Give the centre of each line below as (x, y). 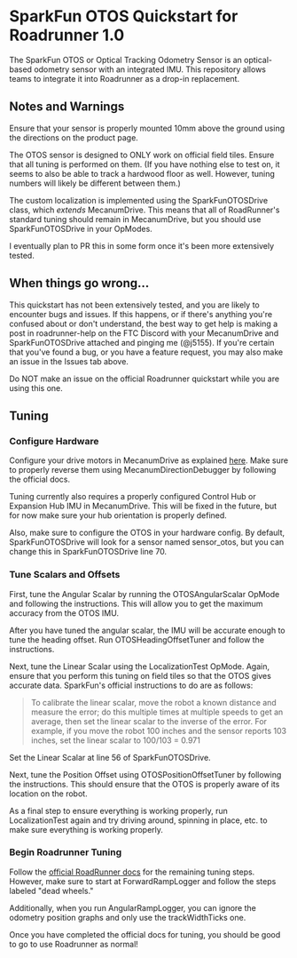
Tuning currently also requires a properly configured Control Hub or (133, 497)
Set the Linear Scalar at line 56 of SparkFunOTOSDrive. (110, 757)
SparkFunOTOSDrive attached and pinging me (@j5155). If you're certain (142, 342)
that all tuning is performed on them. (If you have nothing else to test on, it (145, 164)
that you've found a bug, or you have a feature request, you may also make (146, 352)
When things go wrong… (79, 283)
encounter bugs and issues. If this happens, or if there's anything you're (141, 314)
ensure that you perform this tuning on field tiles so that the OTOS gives (141, 675)
